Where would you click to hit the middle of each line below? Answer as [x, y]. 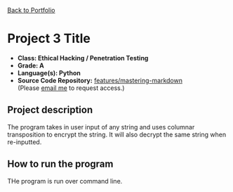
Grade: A [31, 65]
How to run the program [60, 164]
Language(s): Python [49, 72]
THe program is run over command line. [65, 181]
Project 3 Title [49, 39]
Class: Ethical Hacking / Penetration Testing [83, 58]
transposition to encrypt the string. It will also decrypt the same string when [117, 134]
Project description [50, 110]
